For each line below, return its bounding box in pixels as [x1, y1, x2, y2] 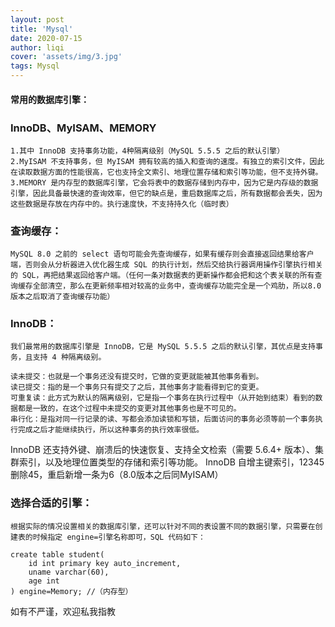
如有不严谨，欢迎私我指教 [10, 605, 116, 617]
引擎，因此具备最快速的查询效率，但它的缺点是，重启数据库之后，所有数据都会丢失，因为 [10, 188, 323, 198]
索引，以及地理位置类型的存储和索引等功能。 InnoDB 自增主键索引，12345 [18, 456, 325, 468]
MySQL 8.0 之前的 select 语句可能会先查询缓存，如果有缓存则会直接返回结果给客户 [10, 249, 315, 260]
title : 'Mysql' [10, 24, 74, 34]
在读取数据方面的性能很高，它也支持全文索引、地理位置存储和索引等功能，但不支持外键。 [10, 167, 323, 177]
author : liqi [10, 42, 65, 53]
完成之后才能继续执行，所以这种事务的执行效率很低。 [17, 425, 205, 435]
